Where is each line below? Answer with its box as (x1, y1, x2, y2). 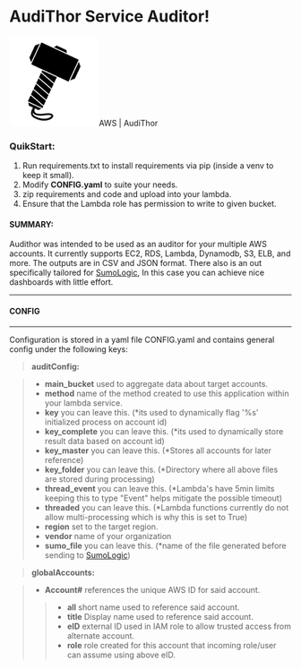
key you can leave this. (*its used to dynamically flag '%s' (44, 407, 259, 417)
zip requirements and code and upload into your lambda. (21, 189, 232, 200)
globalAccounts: (30, 567, 96, 578)
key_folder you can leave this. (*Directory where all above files (44, 464, 279, 475)
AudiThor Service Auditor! (9, 6, 211, 27)
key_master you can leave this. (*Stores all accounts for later (44, 445, 271, 456)
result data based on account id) (44, 435, 166, 446)
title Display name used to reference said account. (66, 611, 254, 622)
